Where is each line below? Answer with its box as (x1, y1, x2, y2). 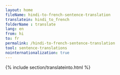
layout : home (5, 7, 33, 13)
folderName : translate (5, 21, 56, 27)
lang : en (5, 27, 24, 32)
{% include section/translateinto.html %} (5, 64, 91, 70)
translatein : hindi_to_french (5, 17, 70, 22)
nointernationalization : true (5, 50, 70, 55)
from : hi (5, 31, 24, 36)
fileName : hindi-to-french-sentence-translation (5, 12, 111, 17)
